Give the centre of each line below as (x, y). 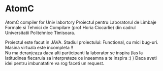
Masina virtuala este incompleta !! (39, 47)
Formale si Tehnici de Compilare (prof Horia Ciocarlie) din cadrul (70, 27)
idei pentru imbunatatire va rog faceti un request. (55, 63)
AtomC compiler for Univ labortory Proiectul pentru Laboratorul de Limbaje (81, 22)
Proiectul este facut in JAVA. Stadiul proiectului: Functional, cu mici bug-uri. (82, 42)
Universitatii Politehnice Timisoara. (40, 33)
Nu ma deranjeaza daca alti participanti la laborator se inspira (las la (74, 53)
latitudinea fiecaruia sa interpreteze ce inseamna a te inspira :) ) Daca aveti (81, 58)
